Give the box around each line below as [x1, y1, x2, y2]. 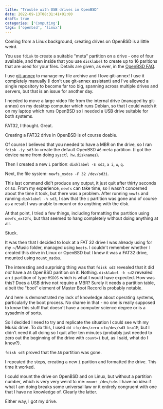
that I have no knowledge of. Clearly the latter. [5, 389, 97, 395]
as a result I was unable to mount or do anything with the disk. [5, 201, 130, 207]
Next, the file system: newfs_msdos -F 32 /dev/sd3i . [5, 171, 109, 177]
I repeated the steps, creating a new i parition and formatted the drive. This [5, 359, 157, 365]
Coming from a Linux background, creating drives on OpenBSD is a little [5, 38, 149, 44]
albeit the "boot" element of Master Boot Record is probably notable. [5, 285, 143, 291]
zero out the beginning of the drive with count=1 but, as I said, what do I [5, 335, 148, 341]
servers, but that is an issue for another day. [5, 89, 94, 94]
